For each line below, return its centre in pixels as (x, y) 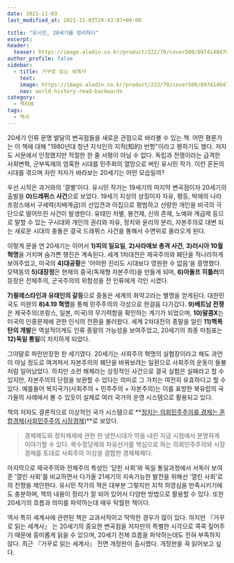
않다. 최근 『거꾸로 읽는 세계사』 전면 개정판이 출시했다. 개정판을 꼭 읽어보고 (111, 543)
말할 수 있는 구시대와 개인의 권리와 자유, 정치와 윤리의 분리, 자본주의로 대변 (116, 222)
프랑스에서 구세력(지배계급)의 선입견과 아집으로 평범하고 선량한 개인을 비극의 (111, 205)
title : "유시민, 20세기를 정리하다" (53, 33)
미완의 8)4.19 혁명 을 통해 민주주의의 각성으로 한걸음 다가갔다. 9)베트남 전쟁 (122, 304)
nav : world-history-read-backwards (71, 91)
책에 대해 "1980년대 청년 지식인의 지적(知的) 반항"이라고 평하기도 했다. (118, 146)
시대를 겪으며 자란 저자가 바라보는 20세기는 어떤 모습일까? (86, 172)
